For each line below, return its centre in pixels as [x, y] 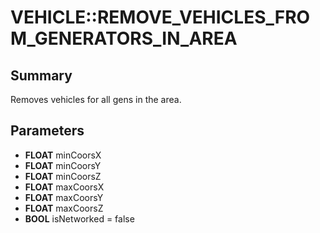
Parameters [47, 131]
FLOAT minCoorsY [63, 165]
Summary [41, 75]
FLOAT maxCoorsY [64, 197]
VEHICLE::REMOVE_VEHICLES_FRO [160, 17]
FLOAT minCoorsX [63, 155]
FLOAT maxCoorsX [64, 187]
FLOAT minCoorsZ [63, 176]
